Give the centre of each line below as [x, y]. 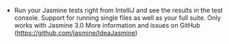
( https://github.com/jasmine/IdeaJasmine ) [76, 33]
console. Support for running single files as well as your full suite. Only [117, 18]
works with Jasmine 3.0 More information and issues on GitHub [107, 25]
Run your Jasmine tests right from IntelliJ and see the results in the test [118, 10]
